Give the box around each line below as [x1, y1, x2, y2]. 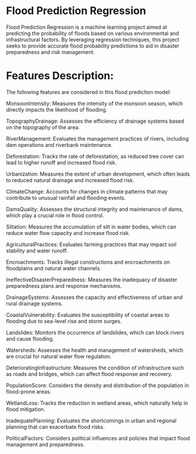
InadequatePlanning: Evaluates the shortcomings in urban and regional [6, 417, 177, 424]
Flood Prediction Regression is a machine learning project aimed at [6, 23, 168, 31]
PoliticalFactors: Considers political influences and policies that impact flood [6, 435, 190, 442]
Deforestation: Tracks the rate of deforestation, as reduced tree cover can [6, 153, 184, 160]
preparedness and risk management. [6, 48, 95, 55]
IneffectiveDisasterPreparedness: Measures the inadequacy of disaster [6, 276, 177, 283]
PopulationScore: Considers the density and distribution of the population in [6, 382, 189, 389]
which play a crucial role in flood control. [6, 211, 104, 218]
